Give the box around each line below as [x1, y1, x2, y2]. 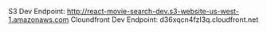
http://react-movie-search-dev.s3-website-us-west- [66, 7, 240, 16]
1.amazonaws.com [8, 15, 69, 24]
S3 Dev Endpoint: [8, 7, 65, 16]
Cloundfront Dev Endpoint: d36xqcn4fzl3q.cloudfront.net [70, 15, 259, 24]
